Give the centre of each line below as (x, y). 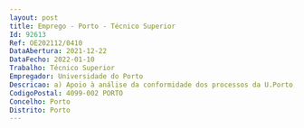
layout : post (34, 18)
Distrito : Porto (40, 110)
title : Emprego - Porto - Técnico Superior (93, 26)
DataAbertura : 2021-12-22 (58, 51)
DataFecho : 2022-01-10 (52, 59)
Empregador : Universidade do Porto (76, 77)
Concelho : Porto (40, 101)
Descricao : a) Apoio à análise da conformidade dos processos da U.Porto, (153, 85)
